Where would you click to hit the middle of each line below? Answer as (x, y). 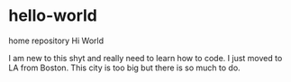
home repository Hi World (56, 41)
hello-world (53, 16)
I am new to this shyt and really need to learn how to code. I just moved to (145, 58)
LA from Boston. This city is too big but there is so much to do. (124, 68)
